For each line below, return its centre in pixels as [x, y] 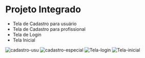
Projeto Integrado [43, 9]
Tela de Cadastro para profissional [49, 29]
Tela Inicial [24, 40]
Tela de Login [27, 34]
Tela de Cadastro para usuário [45, 24]
